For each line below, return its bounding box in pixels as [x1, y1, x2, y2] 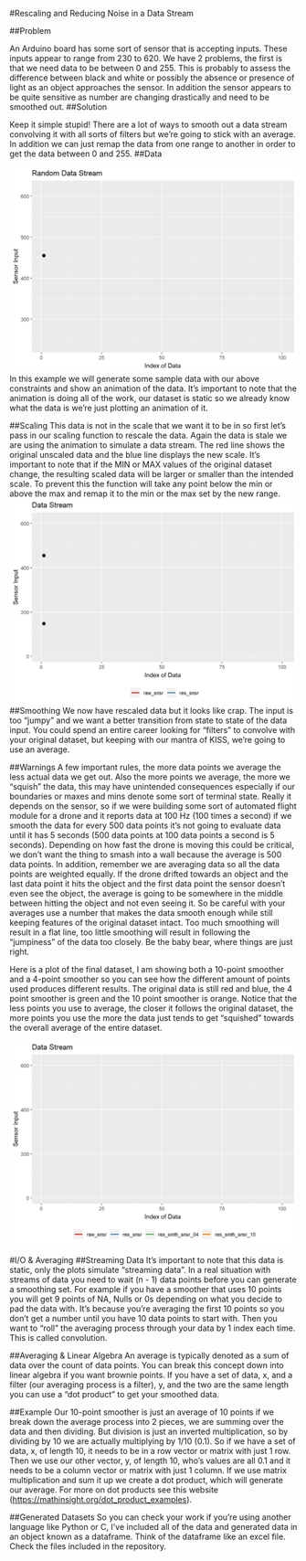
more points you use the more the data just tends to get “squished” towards [9, 1012, 295, 1023]
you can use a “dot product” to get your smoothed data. [9, 1389, 220, 1400]
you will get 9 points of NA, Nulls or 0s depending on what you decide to [9, 1293, 283, 1305]
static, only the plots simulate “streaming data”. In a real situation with [9, 1265, 271, 1276]
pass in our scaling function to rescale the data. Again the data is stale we [9, 430, 288, 441]
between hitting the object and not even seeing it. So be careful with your [9, 897, 286, 908]
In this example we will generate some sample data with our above [9, 373, 260, 384]
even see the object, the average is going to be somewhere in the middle [9, 887, 283, 898]
